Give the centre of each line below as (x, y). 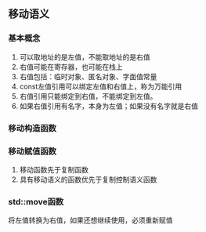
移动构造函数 (33, 128)
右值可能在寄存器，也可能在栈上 (71, 67)
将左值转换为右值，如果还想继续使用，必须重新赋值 (90, 220)
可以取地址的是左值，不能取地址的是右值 (85, 56)
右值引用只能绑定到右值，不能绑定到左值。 (88, 96)
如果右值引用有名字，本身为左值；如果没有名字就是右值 (108, 106)
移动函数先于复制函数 (54, 169)
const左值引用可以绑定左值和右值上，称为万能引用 (101, 86)
